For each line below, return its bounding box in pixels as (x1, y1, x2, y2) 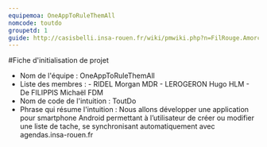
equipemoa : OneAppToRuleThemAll (8, 11, 115, 20)
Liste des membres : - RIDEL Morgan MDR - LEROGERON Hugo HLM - (19, 79, 250, 89)
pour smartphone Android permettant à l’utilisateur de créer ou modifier (19, 113, 254, 123)
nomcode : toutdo (8, 19, 62, 27)
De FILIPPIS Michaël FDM (19, 88, 103, 98)
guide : (8, 33, 30, 42)
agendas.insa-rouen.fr (19, 130, 94, 140)
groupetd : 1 (8, 26, 48, 34)
